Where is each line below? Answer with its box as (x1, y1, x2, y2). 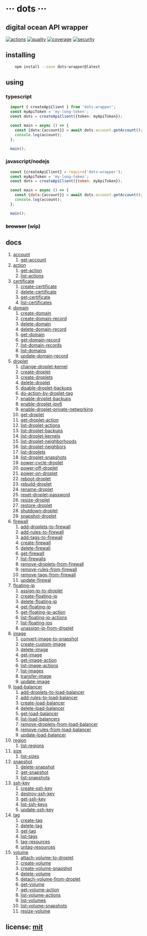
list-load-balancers (20, 716, 60, 722)
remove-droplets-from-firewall (20, 561, 84, 567)
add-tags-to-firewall (20, 535, 63, 541)
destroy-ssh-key (20, 791, 55, 797)
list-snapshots (20, 775, 50, 781)
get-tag (20, 828, 37, 834)
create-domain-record (20, 316, 67, 322)
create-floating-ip (20, 593, 58, 599)
